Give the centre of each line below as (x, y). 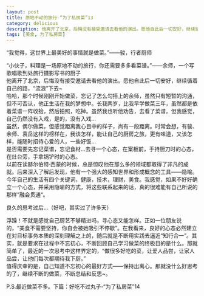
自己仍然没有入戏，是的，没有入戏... (51, 119)
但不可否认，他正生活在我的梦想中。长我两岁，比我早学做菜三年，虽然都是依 (102, 103)
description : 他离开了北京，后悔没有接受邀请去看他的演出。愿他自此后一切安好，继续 (101, 29)
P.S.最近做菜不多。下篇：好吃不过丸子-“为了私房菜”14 (73, 287)
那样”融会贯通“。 (27, 194)
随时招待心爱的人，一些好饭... (59, 142)
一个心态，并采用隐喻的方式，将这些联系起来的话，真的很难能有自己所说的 (104, 187)
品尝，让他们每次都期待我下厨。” (46, 258)
